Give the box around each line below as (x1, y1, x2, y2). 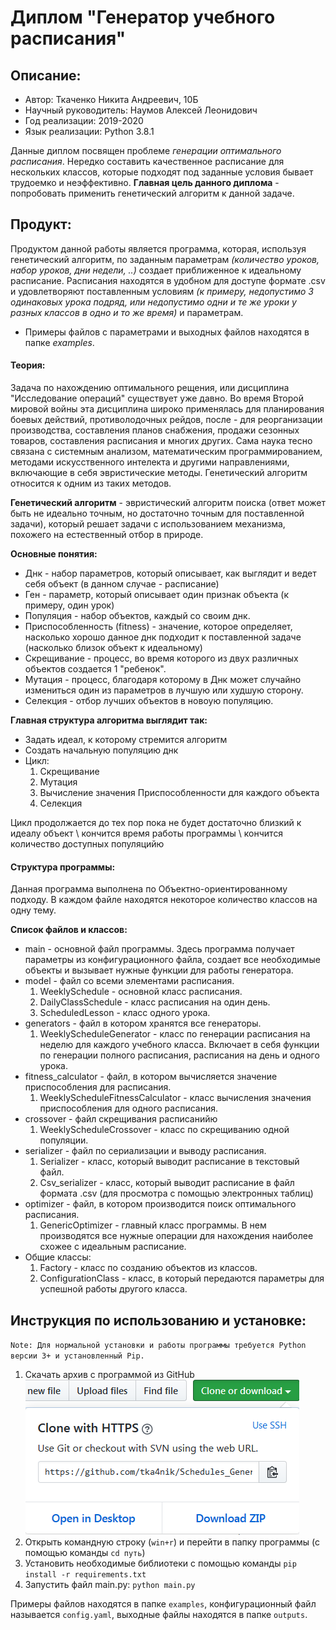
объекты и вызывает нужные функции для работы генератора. (24, 964, 294, 976)
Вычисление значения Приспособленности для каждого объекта (39, 787, 320, 799)
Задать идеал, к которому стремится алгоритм (24, 734, 228, 746)
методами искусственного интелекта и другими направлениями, (10, 456, 290, 468)
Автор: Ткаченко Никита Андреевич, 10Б (24, 94, 199, 105)
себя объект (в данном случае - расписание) (24, 578, 220, 590)
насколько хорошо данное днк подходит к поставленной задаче (24, 631, 302, 643)
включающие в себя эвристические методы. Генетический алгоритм (10, 467, 308, 479)
